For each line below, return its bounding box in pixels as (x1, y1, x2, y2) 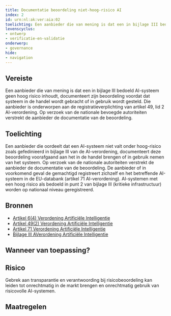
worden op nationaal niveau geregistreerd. (5, 187, 94, 192)
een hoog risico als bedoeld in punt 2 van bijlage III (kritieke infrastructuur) (5, 181, 162, 187)
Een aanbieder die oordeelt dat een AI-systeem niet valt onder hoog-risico (5, 143, 161, 149)
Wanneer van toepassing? (5, 246, 90, 255)
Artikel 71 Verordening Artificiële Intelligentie (12, 225, 106, 232)
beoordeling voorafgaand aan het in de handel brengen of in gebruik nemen (5, 154, 164, 160)
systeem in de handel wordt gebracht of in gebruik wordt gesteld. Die (5, 98, 151, 105)
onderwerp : (5, 41, 28, 46)
